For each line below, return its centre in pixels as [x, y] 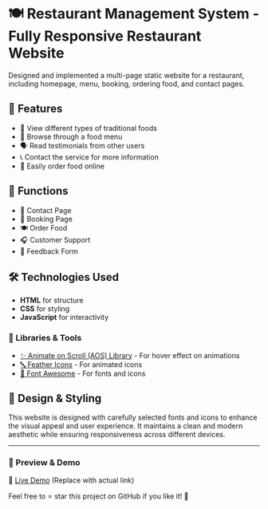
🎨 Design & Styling [55, 399]
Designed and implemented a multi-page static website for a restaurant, [126, 75]
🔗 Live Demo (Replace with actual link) [71, 480]
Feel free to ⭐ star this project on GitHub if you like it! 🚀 [99, 496]
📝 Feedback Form [49, 251]
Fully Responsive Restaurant [105, 36]
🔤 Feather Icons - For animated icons [81, 364]
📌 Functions [38, 191]
